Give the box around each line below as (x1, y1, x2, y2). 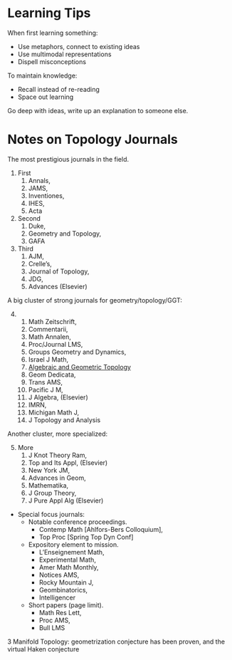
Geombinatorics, (38, 585, 88, 594)
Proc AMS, (38, 616, 71, 624)
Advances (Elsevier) (28, 282, 88, 290)
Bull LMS (38, 623, 65, 632)
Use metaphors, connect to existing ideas (17, 42, 140, 51)
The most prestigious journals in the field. (7, 154, 130, 163)
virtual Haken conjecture (7, 644, 80, 653)
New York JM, (28, 466, 70, 474)
